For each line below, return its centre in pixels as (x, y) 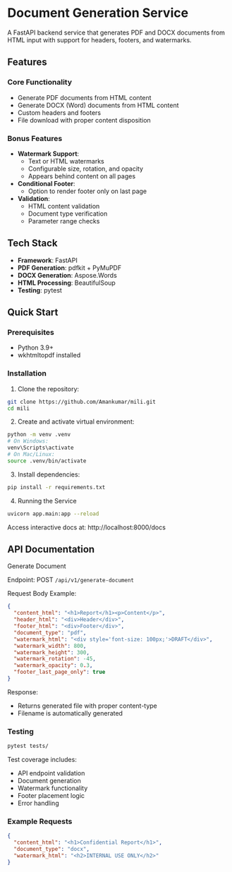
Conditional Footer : (46, 183)
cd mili (19, 408)
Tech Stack (32, 244)
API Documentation (51, 549)
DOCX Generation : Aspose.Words (67, 275)
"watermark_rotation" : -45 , (55, 659)
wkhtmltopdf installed (49, 355)
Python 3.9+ (36, 348)
